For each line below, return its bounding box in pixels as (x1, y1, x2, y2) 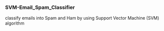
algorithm (5, 20, 25, 26)
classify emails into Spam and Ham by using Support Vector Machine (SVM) (5, 15, 160, 21)
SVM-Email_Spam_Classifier (5, 4, 75, 11)
